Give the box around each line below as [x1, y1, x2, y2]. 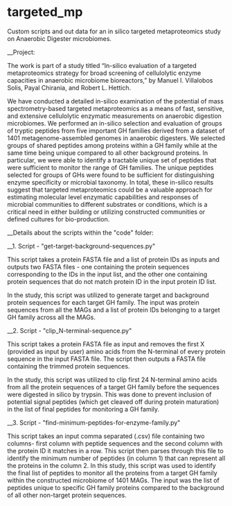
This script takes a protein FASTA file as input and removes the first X [7, 339, 205, 348]
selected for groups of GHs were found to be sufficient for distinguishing [7, 171, 215, 179]
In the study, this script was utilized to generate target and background [7, 291, 209, 299]
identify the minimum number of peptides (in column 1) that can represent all [7, 454, 226, 462]
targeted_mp [7, 4, 83, 20]
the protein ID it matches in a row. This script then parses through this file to [7, 446, 224, 455]
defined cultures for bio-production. [7, 214, 110, 223]
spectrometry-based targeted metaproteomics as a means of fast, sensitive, [7, 104, 224, 112]
